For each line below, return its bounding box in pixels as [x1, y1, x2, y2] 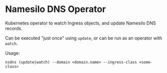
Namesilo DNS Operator [5, 3, 106, 15]
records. [5, 25, 22, 31]
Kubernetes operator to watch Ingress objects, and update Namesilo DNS [5, 20, 156, 26]
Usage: [5, 50, 20, 56]
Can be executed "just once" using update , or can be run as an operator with [5, 35, 163, 41]
